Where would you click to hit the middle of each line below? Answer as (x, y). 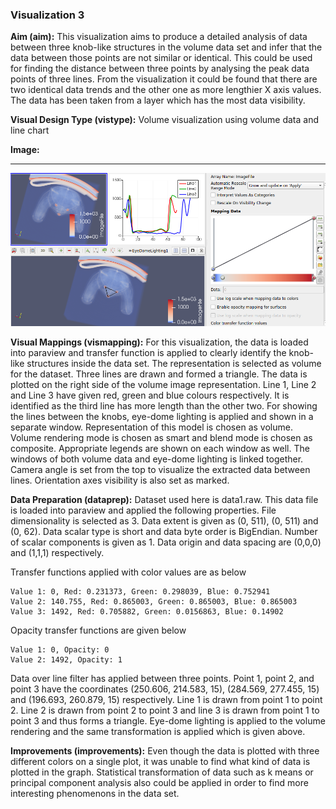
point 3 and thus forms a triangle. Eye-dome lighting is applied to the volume (168, 720)
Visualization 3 (47, 15)
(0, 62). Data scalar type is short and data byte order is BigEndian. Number (164, 531)
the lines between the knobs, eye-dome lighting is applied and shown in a (162, 416)
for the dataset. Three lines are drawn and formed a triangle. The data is (159, 374)
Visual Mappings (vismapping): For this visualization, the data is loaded (159, 342)
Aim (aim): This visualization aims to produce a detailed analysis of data (159, 37)
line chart (30, 130)
